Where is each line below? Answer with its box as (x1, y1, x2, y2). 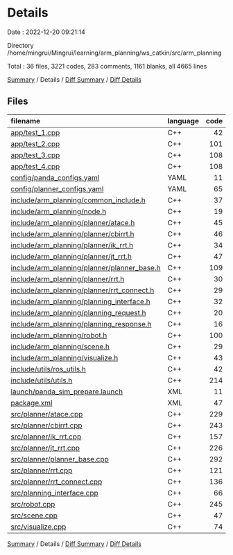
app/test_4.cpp (10, 161, 60, 171)
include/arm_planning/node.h (10, 206, 107, 216)
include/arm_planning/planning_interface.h (10, 297, 150, 306)
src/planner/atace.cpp (10, 409, 83, 419)
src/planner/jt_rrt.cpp (10, 443, 80, 452)
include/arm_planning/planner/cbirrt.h (10, 229, 135, 238)
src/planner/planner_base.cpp (10, 454, 109, 464)
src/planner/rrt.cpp (10, 466, 73, 475)
